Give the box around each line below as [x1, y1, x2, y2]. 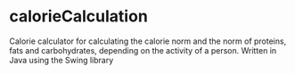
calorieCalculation [9, 6, 149, 27]
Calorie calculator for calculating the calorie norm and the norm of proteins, [9, 36, 287, 46]
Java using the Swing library [9, 54, 114, 65]
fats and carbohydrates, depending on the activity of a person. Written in [9, 45, 277, 55]
